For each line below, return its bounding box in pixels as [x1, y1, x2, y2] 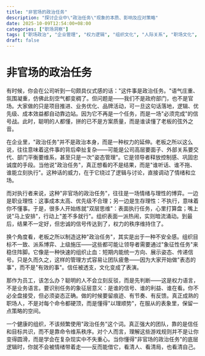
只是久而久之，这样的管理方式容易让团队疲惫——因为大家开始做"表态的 [16, 256, 196, 263]
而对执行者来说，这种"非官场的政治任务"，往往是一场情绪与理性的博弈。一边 [6, 189, 199, 196]
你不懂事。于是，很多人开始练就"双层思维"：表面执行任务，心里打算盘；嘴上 [6, 204, 199, 212]
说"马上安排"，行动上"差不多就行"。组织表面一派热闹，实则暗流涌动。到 [6, 212, 188, 220]
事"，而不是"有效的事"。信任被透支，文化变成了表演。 [6, 264, 142, 271]
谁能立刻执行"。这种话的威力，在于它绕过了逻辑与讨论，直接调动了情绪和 [6, 169, 191, 176]
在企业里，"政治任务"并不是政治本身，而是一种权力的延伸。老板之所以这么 [6, 138, 193, 146]
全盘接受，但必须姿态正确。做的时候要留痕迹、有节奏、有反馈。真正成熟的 [11, 292, 199, 299]
